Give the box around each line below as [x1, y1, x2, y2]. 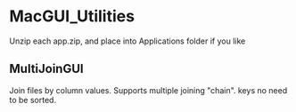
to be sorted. [9, 94, 56, 105]
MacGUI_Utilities [9, 6, 136, 27]
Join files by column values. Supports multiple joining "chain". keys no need [9, 84, 288, 95]
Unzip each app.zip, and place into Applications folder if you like [9, 36, 246, 46]
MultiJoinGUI [9, 61, 84, 76]
